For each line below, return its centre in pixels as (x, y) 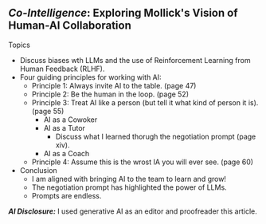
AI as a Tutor (65, 128)
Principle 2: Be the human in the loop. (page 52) (110, 94)
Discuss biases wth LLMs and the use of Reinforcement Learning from (135, 60)
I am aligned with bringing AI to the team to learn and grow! (129, 179)
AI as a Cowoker (70, 120)
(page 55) (48, 111)
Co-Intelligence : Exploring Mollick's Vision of (123, 13)
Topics (19, 45)
